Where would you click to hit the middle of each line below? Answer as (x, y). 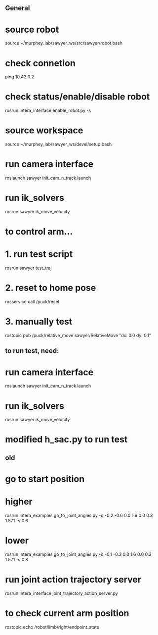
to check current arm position (67, 613)
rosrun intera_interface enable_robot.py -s (48, 110)
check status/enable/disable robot (78, 97)
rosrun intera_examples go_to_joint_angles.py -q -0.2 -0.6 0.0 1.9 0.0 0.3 (79, 515)
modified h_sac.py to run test (66, 440)
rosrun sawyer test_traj (28, 268)
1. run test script (39, 254)
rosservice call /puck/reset (32, 302)
